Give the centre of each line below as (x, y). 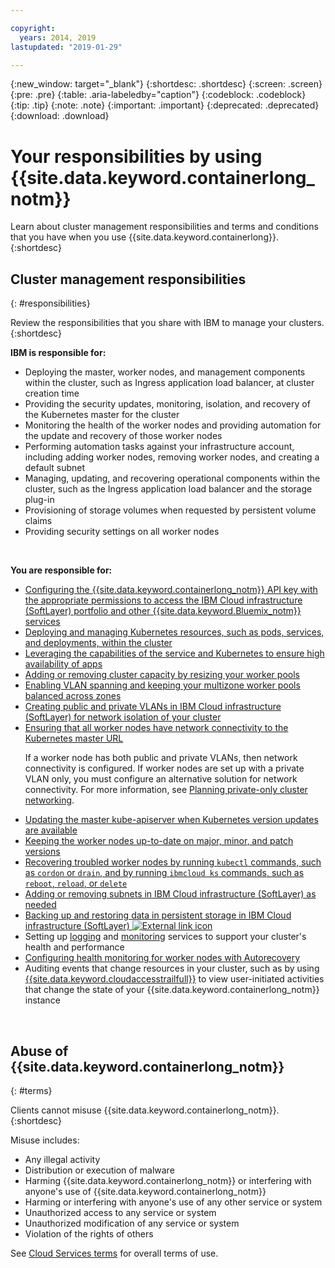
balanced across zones (73, 696)
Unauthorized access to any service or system (120, 1212)
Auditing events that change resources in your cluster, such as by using (172, 968)
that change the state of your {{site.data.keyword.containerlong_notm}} (172, 990)
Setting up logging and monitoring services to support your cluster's (165, 937)
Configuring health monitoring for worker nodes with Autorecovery (162, 958)
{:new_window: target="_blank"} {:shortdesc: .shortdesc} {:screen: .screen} (166, 84)
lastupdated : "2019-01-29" (66, 47)
